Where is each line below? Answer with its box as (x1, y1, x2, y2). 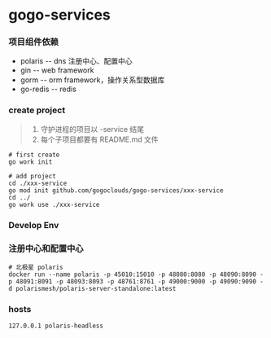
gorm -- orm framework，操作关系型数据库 (20, 75, 165, 85)
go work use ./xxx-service (8, 200, 100, 209)
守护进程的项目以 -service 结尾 (40, 124, 145, 134)
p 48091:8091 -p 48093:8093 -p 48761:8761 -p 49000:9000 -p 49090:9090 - (8, 278, 264, 286)
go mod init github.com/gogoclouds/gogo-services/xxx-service (8, 186, 224, 195)
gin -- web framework (20, 65, 94, 75)
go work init (8, 157, 53, 166)
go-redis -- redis (20, 84, 77, 94)
